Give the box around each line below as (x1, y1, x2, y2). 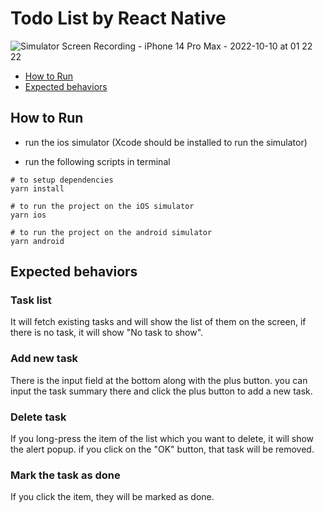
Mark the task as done (10, 468, 121, 482)
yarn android (10, 236, 65, 246)
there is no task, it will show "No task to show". (10, 327, 204, 339)
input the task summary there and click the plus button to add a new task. (10, 385, 313, 397)
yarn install (10, 183, 65, 194)
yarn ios (10, 210, 47, 220)
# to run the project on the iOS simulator (10, 201, 195, 211)
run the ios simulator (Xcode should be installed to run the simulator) (24, 136, 308, 148)
